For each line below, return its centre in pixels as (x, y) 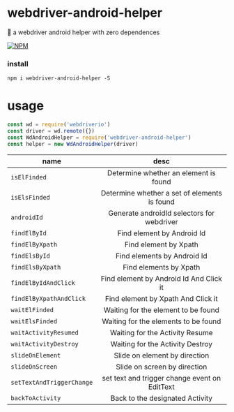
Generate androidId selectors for (162, 213)
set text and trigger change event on (162, 378)
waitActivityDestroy (45, 344)
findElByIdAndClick (43, 283)
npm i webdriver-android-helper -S (59, 78)
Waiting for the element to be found (161, 310)
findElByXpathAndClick (48, 299)
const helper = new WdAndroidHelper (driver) (73, 144)
